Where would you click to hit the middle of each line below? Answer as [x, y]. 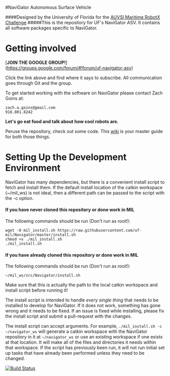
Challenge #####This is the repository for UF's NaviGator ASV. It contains [83, 23]
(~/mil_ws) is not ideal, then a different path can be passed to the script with [85, 193]
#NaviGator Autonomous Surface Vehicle [48, 7]
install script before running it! [37, 290]
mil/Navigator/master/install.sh [41, 235]
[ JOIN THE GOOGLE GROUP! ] [36, 62]
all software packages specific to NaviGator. [52, 28]
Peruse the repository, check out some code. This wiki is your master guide [84, 131]
